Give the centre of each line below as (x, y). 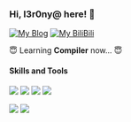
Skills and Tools (39, 71)
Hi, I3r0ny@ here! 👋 (52, 14)
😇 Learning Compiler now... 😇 (66, 50)
